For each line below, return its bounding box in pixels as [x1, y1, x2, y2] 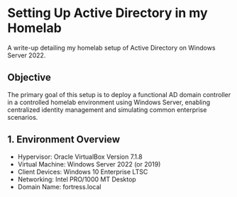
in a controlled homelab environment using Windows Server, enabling [7, 98, 211, 106]
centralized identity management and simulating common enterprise [7, 105, 207, 114]
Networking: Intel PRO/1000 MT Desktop [17, 175, 136, 184]
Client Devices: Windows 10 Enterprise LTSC [17, 167, 148, 176]
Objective [7, 72, 52, 84]
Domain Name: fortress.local [17, 182, 101, 191]
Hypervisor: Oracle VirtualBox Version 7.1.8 [17, 152, 143, 161]
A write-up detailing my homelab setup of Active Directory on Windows [7, 43, 216, 52]
